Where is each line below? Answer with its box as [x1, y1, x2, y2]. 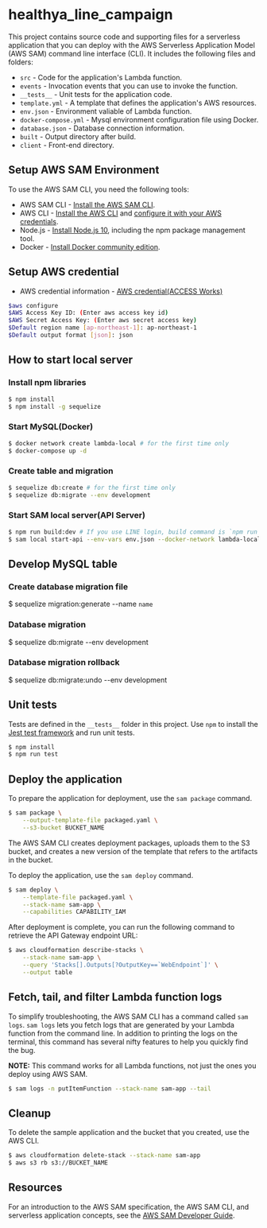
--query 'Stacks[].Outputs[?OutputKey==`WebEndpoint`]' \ [22, 961, 219, 970]
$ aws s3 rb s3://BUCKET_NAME [8, 1159, 109, 1167]
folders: [8, 57, 33, 67]
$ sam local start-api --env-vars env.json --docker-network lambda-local [8, 535, 261, 543]
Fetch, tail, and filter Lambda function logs [8, 990, 222, 1004]
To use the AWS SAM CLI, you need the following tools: [8, 185, 189, 194]
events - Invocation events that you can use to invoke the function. [19, 81, 238, 91]
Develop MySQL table [8, 557, 118, 570]
